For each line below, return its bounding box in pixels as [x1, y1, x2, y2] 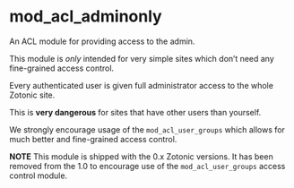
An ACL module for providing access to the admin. [9, 36, 195, 47]
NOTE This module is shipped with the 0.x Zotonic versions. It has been [9, 150, 273, 162]
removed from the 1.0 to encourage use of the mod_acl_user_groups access [9, 160, 286, 171]
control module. [9, 170, 68, 181]
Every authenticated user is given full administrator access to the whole [9, 80, 273, 90]
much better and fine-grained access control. [9, 133, 177, 144]
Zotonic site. [9, 90, 56, 100]
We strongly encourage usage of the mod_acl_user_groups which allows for [9, 124, 285, 135]
